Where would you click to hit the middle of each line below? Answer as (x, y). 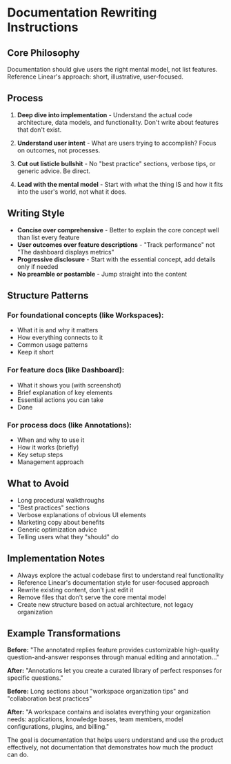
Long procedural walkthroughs (61, 500)
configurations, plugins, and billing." (58, 727)
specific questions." (35, 678)
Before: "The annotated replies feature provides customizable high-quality (113, 650)
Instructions (43, 27)
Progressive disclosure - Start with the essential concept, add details (116, 259)
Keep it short (35, 352)
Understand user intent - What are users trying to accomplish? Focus (117, 143)
